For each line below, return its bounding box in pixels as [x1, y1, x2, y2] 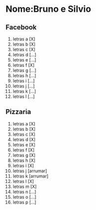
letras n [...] [12, 188, 36, 195]
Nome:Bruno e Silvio [5, 3, 92, 15]
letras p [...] [12, 199, 36, 205]
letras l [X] [12, 178, 34, 184]
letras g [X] [12, 152, 36, 158]
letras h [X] [12, 157, 36, 163]
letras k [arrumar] [12, 173, 49, 179]
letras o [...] [12, 194, 36, 200]
